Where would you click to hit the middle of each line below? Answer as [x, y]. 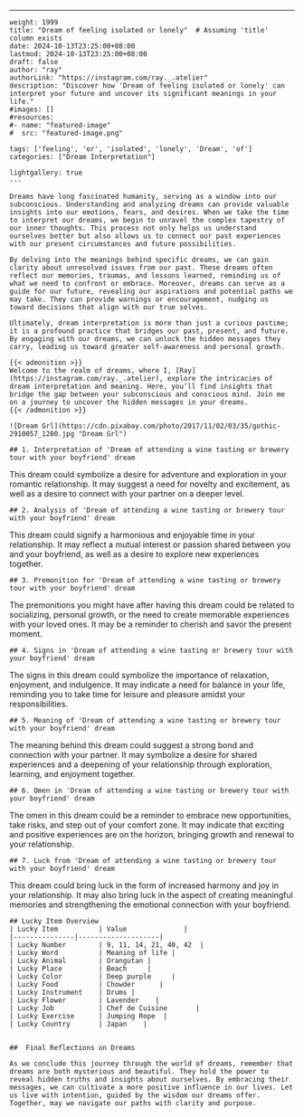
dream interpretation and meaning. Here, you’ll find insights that [141, 386]
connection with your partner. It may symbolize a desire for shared [133, 755]
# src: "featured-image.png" [66, 133]
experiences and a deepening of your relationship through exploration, [141, 764]
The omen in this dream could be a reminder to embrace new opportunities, [150, 815]
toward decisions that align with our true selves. [109, 308]
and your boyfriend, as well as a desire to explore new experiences [134, 554]
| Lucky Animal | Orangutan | [81, 961]
